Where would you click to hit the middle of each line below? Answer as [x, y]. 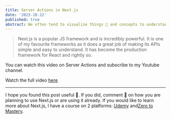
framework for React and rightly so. [55, 55]
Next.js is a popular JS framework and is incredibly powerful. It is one [91, 39]
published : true [22, 19]
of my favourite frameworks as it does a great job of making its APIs [89, 44]
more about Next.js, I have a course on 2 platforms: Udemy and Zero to [79, 106]
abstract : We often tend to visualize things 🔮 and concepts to [75, 24]
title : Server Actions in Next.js [42, 10]
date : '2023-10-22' [26, 15]
